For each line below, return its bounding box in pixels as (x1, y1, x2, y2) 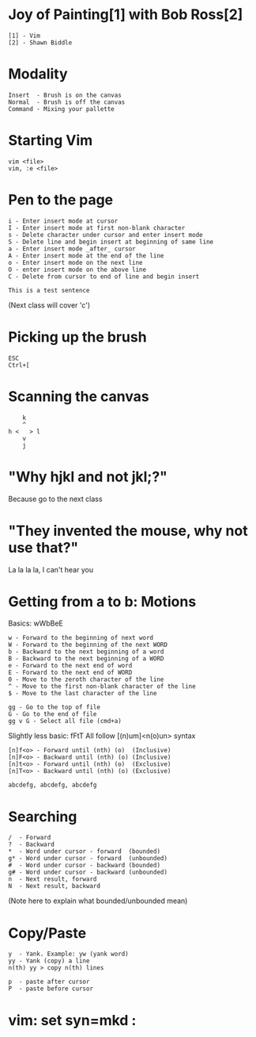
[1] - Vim (8, 32, 41, 40)
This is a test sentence (8, 286, 90, 294)
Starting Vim (8, 132, 93, 150)
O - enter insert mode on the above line (8, 266, 147, 274)
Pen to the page (8, 191, 114, 209)
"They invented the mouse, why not (8, 522, 248, 540)
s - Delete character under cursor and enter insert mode (8, 231, 203, 239)
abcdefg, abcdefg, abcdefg (8, 781, 97, 790)
